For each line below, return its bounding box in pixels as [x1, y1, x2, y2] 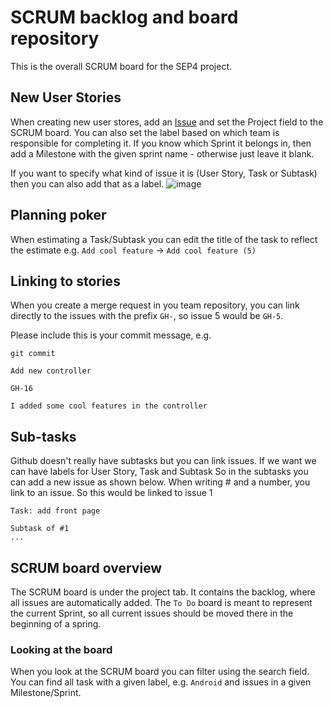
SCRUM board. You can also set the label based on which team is [10, 126, 280, 138]
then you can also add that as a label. [10, 177, 165, 190]
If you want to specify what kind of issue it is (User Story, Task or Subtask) [10, 167, 318, 179]
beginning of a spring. [10, 618, 102, 630]
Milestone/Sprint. [10, 687, 82, 699]
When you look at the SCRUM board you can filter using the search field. [10, 666, 310, 678]
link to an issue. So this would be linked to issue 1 [10, 487, 213, 499]
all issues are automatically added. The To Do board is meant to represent [10, 597, 313, 608]
